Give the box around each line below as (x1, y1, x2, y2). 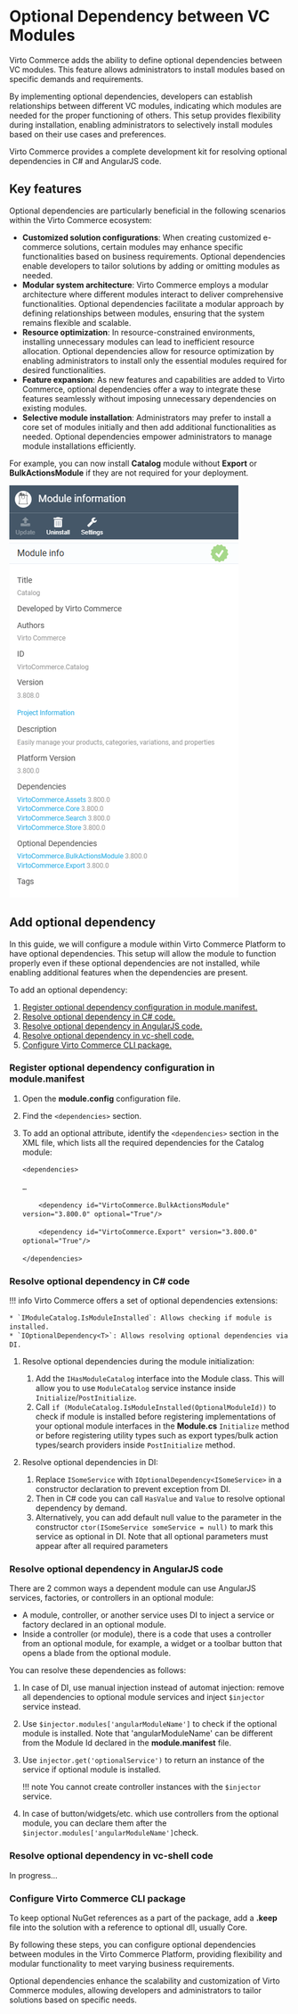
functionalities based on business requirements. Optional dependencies (21, 251, 286, 261)
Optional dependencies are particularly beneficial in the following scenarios (9, 205, 286, 216)
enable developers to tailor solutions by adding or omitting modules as (21, 261, 280, 271)
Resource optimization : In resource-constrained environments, (21, 327, 255, 337)
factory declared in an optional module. (21, 1620, 167, 1630)
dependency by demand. (35, 1503, 127, 1513)
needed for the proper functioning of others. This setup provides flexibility (9, 110, 282, 120)
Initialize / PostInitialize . (35, 1392, 137, 1403)
